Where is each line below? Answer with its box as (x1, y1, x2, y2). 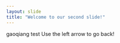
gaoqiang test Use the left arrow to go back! (6, 30, 115, 37)
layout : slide (6, 8, 42, 15)
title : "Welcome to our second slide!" (6, 14, 106, 20)
